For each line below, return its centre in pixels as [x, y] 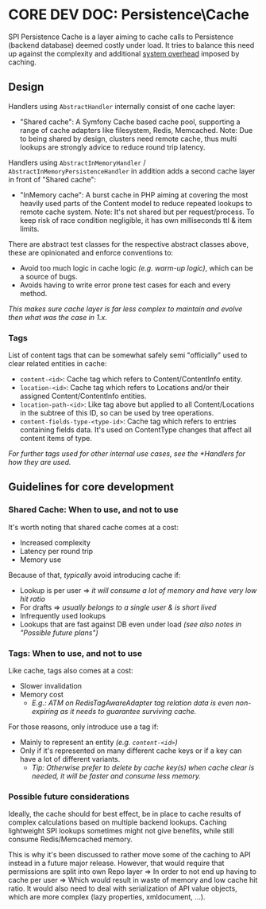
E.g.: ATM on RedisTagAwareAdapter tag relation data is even [133, 703]
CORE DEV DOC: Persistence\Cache [129, 15]
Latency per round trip [56, 551]
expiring [45, 712]
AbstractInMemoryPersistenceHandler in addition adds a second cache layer [132, 171]
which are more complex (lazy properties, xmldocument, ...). [107, 897]
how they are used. [40, 462]
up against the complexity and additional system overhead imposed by [124, 53]
